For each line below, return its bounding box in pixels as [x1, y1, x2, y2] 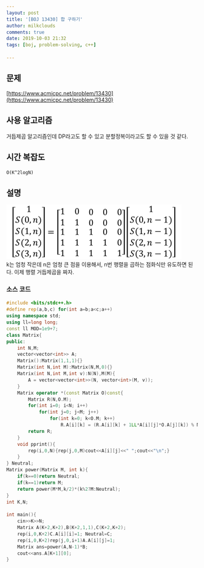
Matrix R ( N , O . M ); [28, 396, 72, 403]
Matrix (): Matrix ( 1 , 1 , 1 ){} [17, 358, 83, 364]
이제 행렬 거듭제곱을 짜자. [14, 268, 75, 276]
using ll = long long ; [6, 319, 59, 325]
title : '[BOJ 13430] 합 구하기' [6, 16, 83, 23]
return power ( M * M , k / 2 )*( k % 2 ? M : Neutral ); [17, 486, 121, 492]
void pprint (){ [17, 441, 56, 447]
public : [6, 338, 26, 345]
